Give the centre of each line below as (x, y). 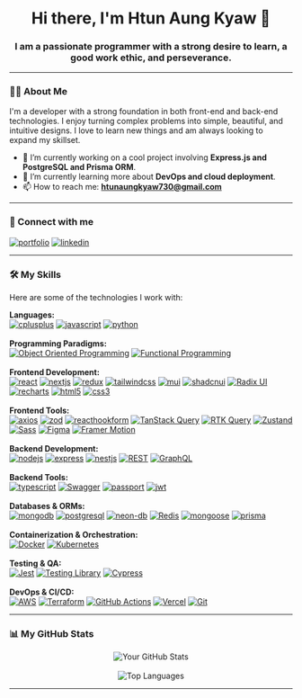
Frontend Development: (55, 372)
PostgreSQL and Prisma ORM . (79, 166)
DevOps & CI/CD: (42, 592)
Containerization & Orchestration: (74, 535)
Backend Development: (54, 449)
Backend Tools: (39, 478)
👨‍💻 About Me (38, 92)
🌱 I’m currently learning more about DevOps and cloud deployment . (149, 176)
